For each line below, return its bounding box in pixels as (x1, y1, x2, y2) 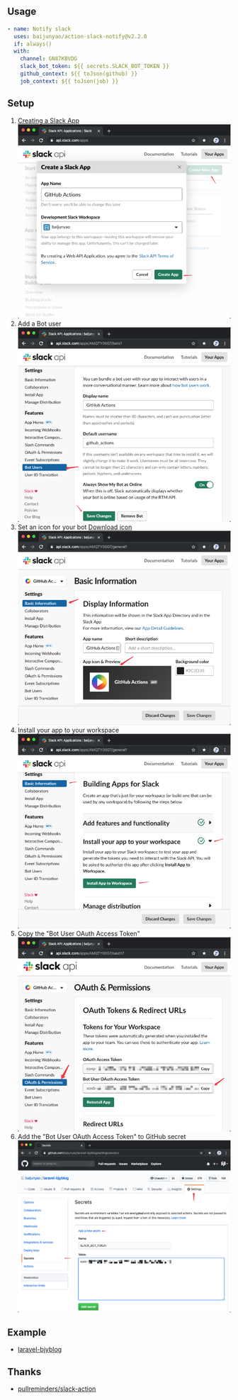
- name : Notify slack (7, 25, 72, 33)
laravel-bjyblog (17, 1345, 62, 1354)
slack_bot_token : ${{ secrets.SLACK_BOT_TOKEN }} (20, 63, 170, 70)
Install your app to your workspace (17, 726, 120, 735)
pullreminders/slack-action (17, 1384, 96, 1393)
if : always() (13, 40, 52, 48)
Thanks (7, 1365, 42, 1378)
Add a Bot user (17, 319, 62, 328)
